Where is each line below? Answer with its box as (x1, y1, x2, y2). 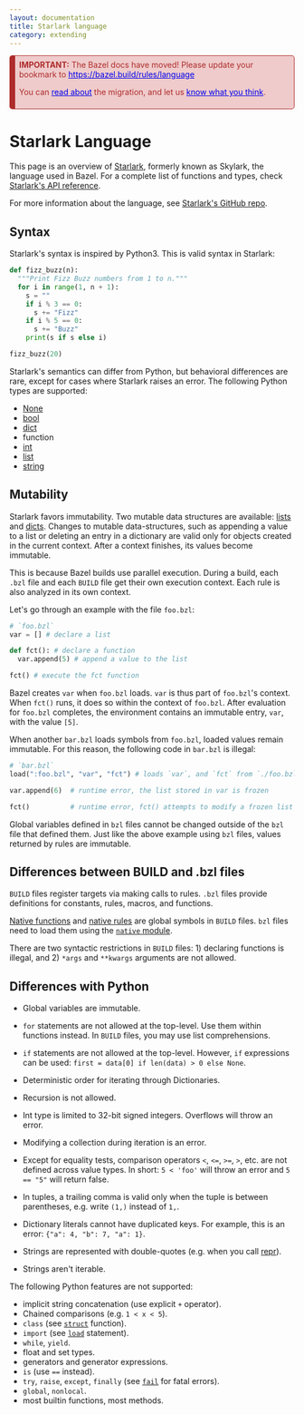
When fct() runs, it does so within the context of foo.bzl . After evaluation (9, 698, 287, 708)
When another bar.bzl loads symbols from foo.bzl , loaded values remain (9, 734, 283, 745)
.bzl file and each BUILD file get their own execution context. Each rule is (9, 577, 280, 588)
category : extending (9, 30, 88, 39)
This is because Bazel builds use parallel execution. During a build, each (9, 567, 279, 578)
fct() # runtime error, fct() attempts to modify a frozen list (9, 802, 294, 812)
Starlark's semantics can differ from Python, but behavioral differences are (9, 366, 289, 376)
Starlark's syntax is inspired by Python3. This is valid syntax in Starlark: (9, 249, 276, 259)
